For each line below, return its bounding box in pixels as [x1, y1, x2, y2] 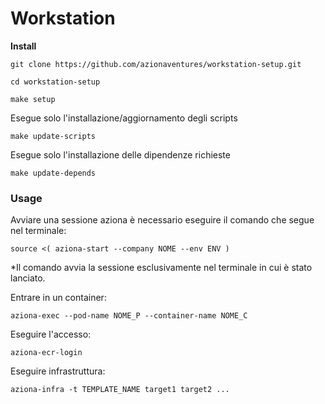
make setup [10, 94, 56, 104]
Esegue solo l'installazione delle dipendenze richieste [10, 148, 231, 161]
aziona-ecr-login [10, 348, 83, 358]
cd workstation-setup [10, 77, 101, 87]
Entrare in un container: [10, 292, 107, 304]
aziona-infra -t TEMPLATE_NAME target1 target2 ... [10, 385, 230, 395]
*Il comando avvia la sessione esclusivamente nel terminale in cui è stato [10, 262, 313, 274]
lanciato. [10, 272, 46, 284]
